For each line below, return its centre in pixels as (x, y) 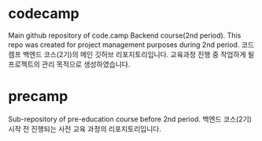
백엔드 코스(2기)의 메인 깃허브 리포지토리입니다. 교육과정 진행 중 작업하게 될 (138, 54)
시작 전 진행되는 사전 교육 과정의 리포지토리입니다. (85, 128)
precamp (38, 97)
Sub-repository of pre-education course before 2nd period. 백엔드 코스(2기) (130, 119)
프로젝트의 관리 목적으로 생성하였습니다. (69, 64)
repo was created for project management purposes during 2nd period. (124, 45)
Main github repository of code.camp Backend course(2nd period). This (125, 35)
